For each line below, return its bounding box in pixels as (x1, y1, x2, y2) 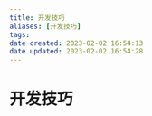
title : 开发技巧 (9, 13, 65, 23)
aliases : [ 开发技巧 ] (9, 22, 81, 31)
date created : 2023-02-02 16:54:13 (9, 38, 144, 48)
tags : (9, 30, 30, 39)
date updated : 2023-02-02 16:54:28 (9, 47, 144, 56)
